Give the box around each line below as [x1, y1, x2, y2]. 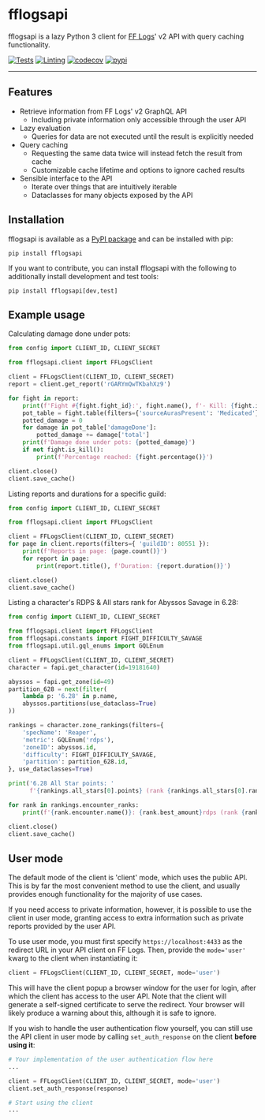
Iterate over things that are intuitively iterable [31, 181, 177, 191]
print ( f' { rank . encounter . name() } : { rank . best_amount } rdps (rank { [22, 808, 245, 816]
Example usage [8, 308, 85, 321]
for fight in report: [8, 394, 80, 402]
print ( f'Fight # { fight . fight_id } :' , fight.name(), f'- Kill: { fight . [22, 401, 256, 409]
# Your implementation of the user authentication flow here [8, 1055, 214, 1064]
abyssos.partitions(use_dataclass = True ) [22, 700, 157, 707]
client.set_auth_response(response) [8, 1085, 129, 1092]
